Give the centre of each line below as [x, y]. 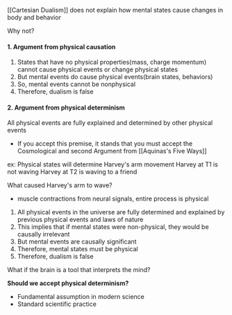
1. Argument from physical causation [61, 46]
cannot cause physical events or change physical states [98, 69]
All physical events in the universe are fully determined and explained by [121, 212]
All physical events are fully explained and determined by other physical [110, 123]
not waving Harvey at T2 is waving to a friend [72, 172]
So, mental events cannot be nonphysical [76, 84]
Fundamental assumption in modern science [81, 297]
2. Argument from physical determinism [66, 108]
